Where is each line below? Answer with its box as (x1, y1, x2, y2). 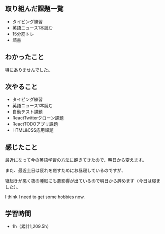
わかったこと (5, 53, 44, 61)
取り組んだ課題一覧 (5, 4, 64, 13)
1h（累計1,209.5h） (12, 223, 52, 230)
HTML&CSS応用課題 (12, 127, 54, 133)
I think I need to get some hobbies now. (5, 194, 85, 200)
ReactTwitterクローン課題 (12, 115, 64, 121)
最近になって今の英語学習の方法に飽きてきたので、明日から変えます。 (5, 157, 147, 163)
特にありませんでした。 (5, 67, 53, 73)
